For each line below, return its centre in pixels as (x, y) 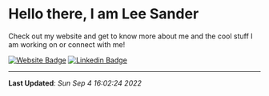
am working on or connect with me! (67, 44)
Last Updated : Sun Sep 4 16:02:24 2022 (75, 83)
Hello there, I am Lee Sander (104, 14)
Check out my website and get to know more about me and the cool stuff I (131, 36)
